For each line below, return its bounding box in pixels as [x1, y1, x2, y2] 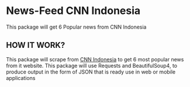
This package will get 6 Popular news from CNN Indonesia [6, 23, 147, 30]
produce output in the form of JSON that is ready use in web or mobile [6, 68, 176, 75]
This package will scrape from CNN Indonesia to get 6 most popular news [6, 55, 184, 62]
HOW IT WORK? [6, 40, 65, 50]
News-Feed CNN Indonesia [6, 4, 141, 18]
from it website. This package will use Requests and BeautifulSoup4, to [6, 62, 177, 69]
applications [6, 74, 36, 81]
